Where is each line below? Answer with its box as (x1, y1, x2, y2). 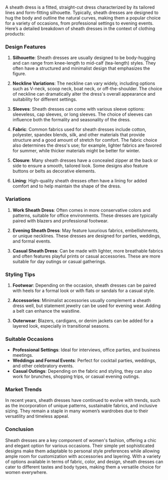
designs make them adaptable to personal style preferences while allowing (5, 448, 160, 454)
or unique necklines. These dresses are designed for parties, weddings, (12, 232, 161, 238)
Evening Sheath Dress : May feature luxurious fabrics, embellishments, (12, 227, 159, 233)
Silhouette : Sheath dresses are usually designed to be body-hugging (12, 55, 155, 61)
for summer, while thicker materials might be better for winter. (12, 148, 140, 154)
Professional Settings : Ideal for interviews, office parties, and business (12, 347, 160, 353)
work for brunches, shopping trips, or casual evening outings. (12, 373, 140, 380)
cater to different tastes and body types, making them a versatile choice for (5, 463, 161, 470)
